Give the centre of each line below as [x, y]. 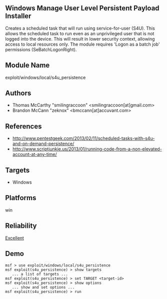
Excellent [14, 238]
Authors [18, 93]
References [23, 126]
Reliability [21, 226]
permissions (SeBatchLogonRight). [41, 49]
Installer [18, 16]
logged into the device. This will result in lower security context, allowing [80, 39]
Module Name [27, 65]
